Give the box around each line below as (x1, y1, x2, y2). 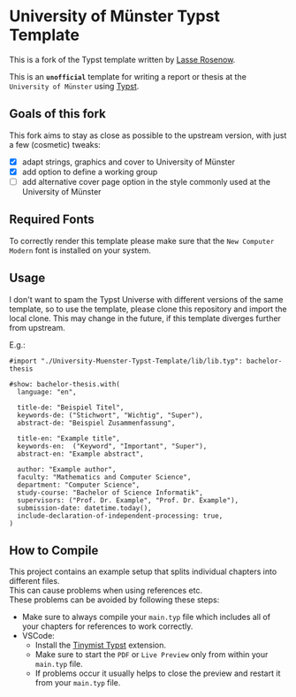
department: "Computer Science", (17, 480, 140, 489)
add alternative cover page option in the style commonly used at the (21, 176, 271, 187)
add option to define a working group (21, 166, 158, 177)
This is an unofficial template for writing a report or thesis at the (9, 71, 247, 81)
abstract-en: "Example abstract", (17, 449, 144, 458)
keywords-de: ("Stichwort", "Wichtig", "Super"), (17, 410, 203, 419)
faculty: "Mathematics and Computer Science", (17, 472, 192, 481)
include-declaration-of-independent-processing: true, (17, 511, 224, 520)
